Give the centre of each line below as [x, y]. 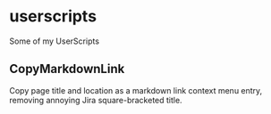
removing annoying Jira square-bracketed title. [96, 100]
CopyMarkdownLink [67, 69]
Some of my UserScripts [55, 41]
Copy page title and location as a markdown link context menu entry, [136, 90]
